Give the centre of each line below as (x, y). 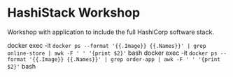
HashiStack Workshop (74, 13)
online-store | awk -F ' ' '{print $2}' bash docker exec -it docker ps (112, 53)
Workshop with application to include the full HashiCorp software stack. (111, 32)
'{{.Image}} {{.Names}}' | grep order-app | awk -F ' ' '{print (125, 59)
